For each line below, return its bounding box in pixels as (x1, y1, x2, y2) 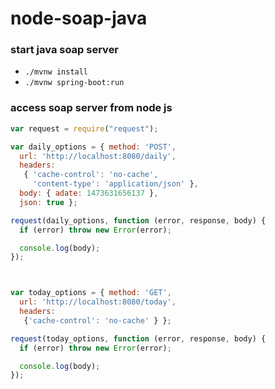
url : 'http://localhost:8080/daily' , (19, 151, 177, 161)
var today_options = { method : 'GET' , (10, 288, 172, 298)
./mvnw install (24, 67, 89, 77)
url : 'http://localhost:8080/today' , (19, 297, 177, 307)
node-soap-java (10, 7, 148, 30)
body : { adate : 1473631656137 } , (19, 188, 159, 199)
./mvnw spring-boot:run (24, 78, 125, 88)
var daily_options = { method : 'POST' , (10, 142, 177, 152)
